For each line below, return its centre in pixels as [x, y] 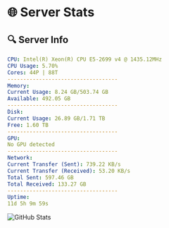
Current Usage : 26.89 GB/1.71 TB [56, 118]
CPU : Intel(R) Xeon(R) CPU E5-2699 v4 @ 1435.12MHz [84, 59]
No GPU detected [31, 145]
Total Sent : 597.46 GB [40, 177]
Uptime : [19, 197]
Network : [20, 158]
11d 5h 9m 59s [28, 204]
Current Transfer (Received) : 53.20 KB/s [69, 171]
